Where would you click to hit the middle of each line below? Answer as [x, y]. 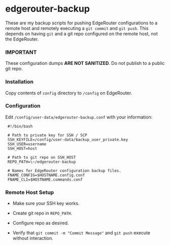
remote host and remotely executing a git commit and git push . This [77, 28]
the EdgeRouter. [22, 39]
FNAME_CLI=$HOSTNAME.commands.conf [45, 180]
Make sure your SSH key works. [46, 203]
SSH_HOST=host [22, 148]
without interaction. [33, 238]
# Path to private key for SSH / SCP [47, 135]
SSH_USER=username [27, 144]
